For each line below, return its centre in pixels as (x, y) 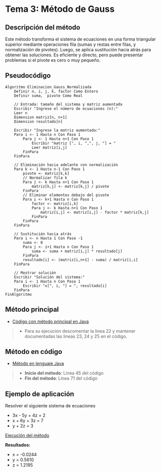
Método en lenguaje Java (38, 363)
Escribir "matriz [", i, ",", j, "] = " (74, 143)
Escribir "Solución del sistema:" (49, 277)
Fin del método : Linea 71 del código (61, 378)
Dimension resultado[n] (39, 121)
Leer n (21, 113)
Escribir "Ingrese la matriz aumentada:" (57, 130)
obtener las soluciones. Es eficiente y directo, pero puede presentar (74, 55)
